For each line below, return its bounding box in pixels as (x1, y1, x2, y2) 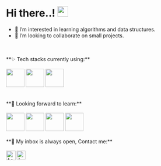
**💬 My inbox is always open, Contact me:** (6, 137, 113, 145)
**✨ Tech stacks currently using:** (6, 55, 90, 62)
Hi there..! (6, 6, 55, 20)
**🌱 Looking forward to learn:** (6, 100, 82, 107)
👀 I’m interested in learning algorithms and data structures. (14, 26, 156, 33)
